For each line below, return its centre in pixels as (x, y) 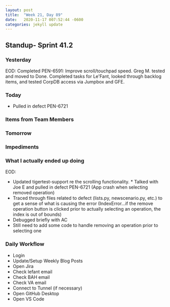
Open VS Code (28, 299)
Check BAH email (31, 277)
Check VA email (29, 282)
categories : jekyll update (34, 24)
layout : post (19, 10)
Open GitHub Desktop (36, 293)
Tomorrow (18, 133)
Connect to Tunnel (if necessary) (48, 288)
